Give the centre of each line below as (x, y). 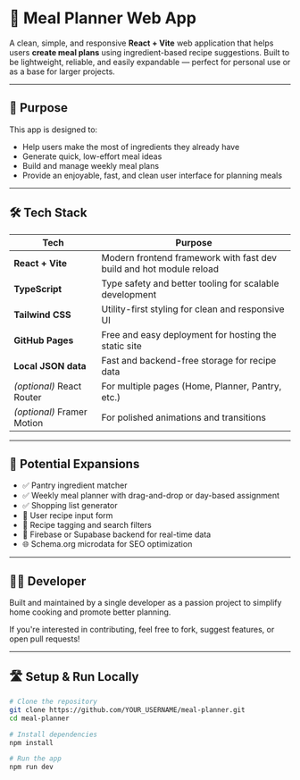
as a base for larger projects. (62, 71)
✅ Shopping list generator (70, 506)
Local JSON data (50, 365)
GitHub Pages (44, 340)
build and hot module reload (160, 269)
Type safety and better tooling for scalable (190, 283)
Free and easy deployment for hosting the (189, 334)
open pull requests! (45, 639)
